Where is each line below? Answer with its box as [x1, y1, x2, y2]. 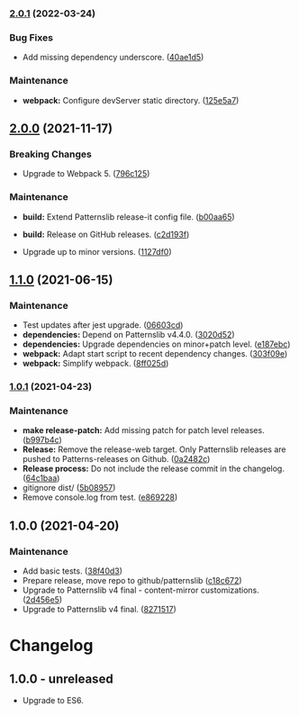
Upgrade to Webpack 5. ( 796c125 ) [22, 168, 150, 179]
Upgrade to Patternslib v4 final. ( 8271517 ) [22, 604, 177, 615]
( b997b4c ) [22, 435, 63, 446]
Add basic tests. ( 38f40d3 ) [22, 566, 123, 576]
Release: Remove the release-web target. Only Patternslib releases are [22, 444, 286, 455]
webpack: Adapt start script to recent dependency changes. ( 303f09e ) [22, 348, 288, 359]
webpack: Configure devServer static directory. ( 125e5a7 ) [22, 95, 240, 105]
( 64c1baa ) [22, 473, 60, 484]
